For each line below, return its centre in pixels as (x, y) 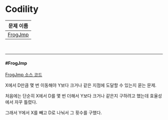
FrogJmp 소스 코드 (24, 75)
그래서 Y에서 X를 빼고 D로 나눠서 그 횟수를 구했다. (54, 113)
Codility (22, 9)
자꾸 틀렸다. (26, 102)
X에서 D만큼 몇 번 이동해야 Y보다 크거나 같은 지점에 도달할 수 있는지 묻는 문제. (81, 85)
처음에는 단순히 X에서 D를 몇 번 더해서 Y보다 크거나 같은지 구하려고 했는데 (77, 96)
